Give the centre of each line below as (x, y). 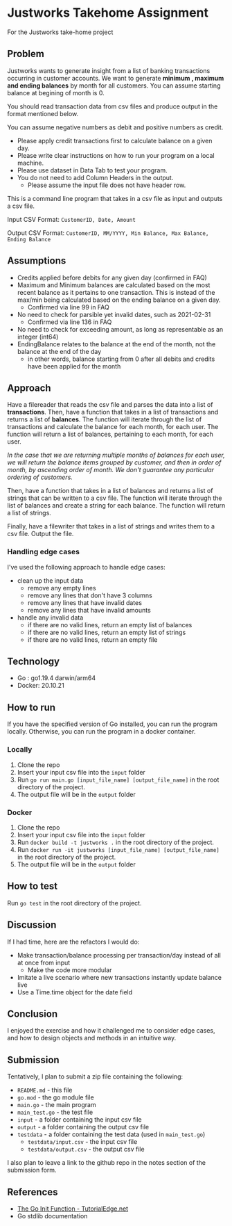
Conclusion (33, 1014)
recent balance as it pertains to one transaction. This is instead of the (116, 292)
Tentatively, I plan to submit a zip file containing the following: (95, 1076)
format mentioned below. (43, 113)
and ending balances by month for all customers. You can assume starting (114, 86)
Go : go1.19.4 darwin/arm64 (56, 678)
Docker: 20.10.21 (41, 686)
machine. (30, 163)
